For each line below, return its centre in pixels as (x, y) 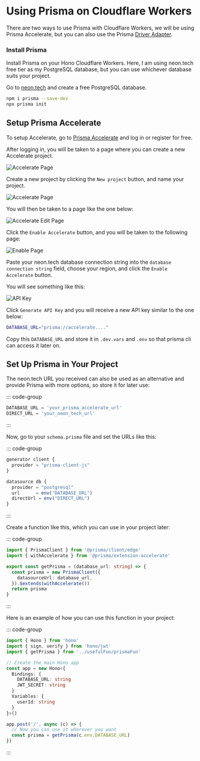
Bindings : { (27, 674)
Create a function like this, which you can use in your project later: (88, 527)
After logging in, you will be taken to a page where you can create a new (96, 149)
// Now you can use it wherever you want (64, 730)
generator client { (31, 460)
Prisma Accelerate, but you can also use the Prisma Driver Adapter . (89, 34)
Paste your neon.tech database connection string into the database (89, 262)
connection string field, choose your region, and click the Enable (87, 268)
